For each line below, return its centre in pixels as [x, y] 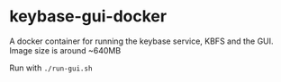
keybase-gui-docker [88, 16]
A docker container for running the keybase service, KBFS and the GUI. [141, 41]
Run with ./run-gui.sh [51, 68]
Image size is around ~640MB [65, 50]
